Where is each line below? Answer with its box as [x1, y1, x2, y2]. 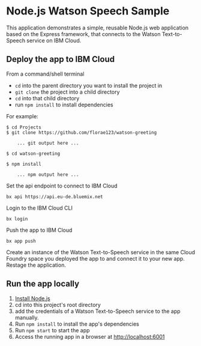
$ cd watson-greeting [6, 150, 61, 157]
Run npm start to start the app [14, 326, 90, 334]
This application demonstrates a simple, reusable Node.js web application [6, 24, 189, 31]
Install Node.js [14, 294, 50, 302]
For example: [6, 112, 39, 120]
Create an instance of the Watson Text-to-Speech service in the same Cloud [6, 248, 196, 256]
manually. [14, 314, 39, 321]
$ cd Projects [6, 124, 42, 130]
